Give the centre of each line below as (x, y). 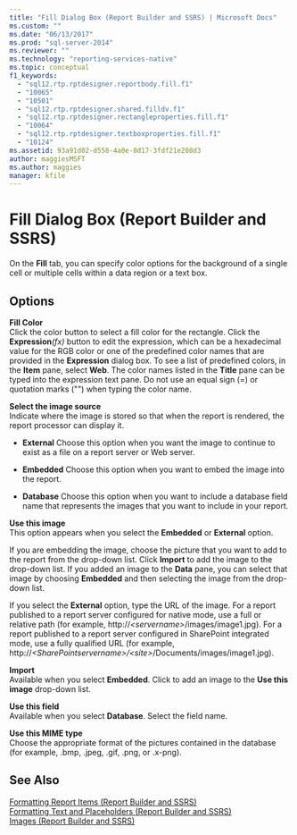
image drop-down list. (50, 689)
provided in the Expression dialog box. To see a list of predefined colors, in (148, 360)
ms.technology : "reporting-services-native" (93, 59)
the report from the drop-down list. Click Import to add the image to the (141, 559)
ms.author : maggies (45, 167)
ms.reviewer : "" (39, 51)
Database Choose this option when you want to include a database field (155, 496)
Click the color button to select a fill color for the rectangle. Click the (135, 332)
